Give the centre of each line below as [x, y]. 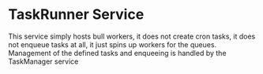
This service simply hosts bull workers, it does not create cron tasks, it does [132, 36]
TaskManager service [43, 61]
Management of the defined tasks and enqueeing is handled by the [117, 53]
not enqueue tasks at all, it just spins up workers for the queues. [113, 44]
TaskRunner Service [76, 15]
